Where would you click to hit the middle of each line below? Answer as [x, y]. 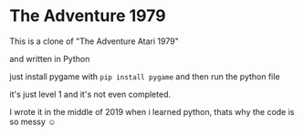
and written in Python [50, 58]
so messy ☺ [33, 121]
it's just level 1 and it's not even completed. [90, 94]
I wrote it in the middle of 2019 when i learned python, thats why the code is [152, 111]
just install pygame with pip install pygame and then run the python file [145, 76]
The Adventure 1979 [88, 16]
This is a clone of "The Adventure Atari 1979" [94, 41]
